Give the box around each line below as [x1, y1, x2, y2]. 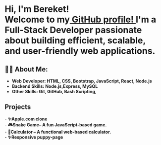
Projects [4, 103, 31, 111]
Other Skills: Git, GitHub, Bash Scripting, [11, 89, 97, 94]
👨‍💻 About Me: [4, 65, 48, 73]
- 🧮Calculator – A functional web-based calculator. [4, 129, 111, 135]
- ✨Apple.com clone [4, 116, 48, 122]
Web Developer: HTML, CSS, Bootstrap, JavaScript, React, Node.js [11, 78, 152, 84]
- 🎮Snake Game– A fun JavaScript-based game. [4, 122, 107, 128]
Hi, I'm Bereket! [4, 3, 69, 15]
